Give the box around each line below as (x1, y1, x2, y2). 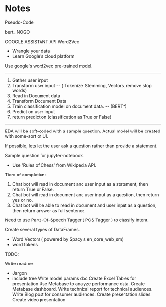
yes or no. (12, 197, 33, 203)
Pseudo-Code (5, 19, 34, 25)
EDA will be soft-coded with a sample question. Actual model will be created (5, 128, 161, 134)
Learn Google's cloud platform (12, 53, 75, 59)
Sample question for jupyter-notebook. (5, 152, 84, 158)
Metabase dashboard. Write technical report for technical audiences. (12, 286, 153, 292)
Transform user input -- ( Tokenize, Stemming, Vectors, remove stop (12, 82, 152, 88)
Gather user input (12, 77, 48, 83)
